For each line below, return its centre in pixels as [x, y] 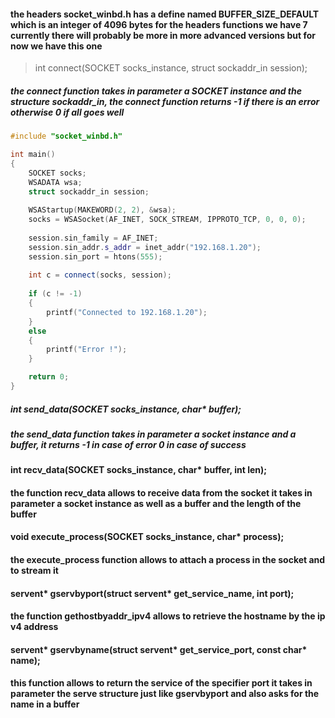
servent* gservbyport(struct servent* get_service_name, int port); [152, 593]
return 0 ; [49, 377]
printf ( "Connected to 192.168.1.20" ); [127, 312]
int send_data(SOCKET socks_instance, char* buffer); [126, 409]
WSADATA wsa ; [55, 182]
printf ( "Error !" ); [87, 350]
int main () [33, 155]
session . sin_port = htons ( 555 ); [95, 256]
